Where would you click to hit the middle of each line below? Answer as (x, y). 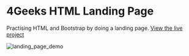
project (15, 34)
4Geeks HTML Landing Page (80, 11)
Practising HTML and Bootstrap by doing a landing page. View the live (94, 28)
